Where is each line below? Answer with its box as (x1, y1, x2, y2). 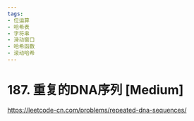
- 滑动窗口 (7, 37, 35, 44)
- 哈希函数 (7, 43, 35, 50)
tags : (7, 10, 23, 18)
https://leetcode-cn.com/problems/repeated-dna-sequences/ (7, 106, 187, 114)
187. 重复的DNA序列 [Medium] (7, 82, 184, 98)
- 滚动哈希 (7, 50, 35, 57)
